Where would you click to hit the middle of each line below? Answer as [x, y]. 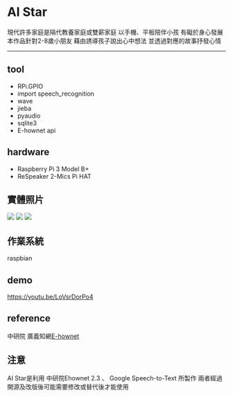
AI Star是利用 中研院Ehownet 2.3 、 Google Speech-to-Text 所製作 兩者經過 [115, 378]
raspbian [20, 258]
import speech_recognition [56, 94]
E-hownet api [36, 130]
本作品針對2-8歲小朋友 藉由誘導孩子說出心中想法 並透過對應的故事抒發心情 [114, 41]
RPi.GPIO [30, 86]
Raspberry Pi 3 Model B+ [53, 169]
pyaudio [29, 116]
